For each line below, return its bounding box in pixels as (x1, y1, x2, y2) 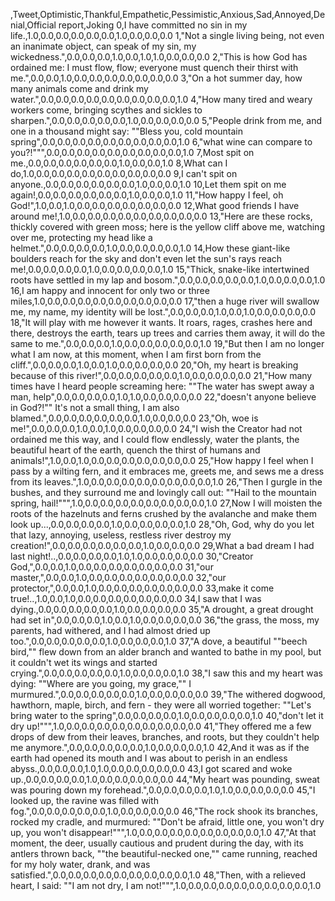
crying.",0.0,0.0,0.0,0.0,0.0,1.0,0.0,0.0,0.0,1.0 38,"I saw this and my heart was (10, 667, 323, 679)
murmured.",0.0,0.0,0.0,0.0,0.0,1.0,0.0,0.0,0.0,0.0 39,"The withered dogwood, (10, 689, 326, 700)
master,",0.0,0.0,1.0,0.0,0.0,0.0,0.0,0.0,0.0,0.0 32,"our (10, 572, 227, 583)
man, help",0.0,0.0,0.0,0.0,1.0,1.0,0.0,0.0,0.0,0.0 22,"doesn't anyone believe (10, 391, 317, 403)
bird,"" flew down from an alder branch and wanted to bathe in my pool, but (10, 646, 322, 658)
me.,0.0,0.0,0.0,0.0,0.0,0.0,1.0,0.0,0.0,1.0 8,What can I (10, 157, 228, 169)
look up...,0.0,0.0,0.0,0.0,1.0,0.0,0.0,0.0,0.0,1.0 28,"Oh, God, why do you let (10, 519, 315, 530)
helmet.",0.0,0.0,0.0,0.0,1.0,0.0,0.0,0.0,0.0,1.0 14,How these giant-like (10, 242, 291, 254)
